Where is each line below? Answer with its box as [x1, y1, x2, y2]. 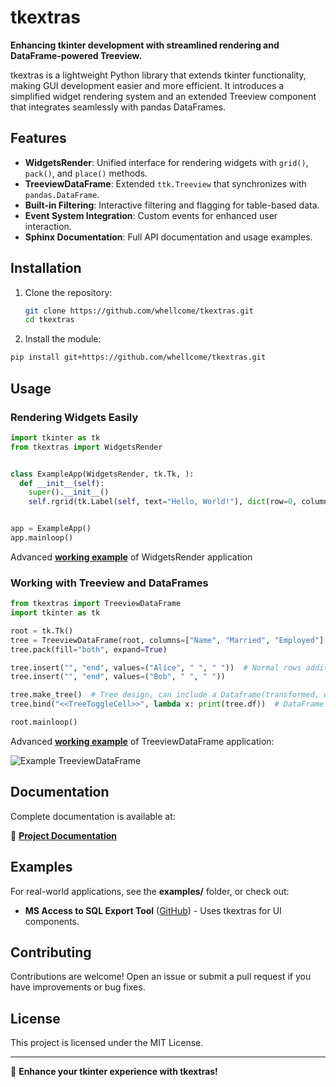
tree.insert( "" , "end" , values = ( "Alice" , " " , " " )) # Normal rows [10, 662, 302, 673]
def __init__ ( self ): [19, 478, 105, 488]
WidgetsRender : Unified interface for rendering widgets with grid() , [24, 156, 309, 168]
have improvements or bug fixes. [10, 981, 146, 993]
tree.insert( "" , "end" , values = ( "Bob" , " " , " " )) [10, 672, 226, 682]
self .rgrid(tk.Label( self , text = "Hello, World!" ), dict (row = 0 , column [28, 497, 329, 507]
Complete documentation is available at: [10, 810, 176, 822]
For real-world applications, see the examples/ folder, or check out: [10, 885, 290, 897]
